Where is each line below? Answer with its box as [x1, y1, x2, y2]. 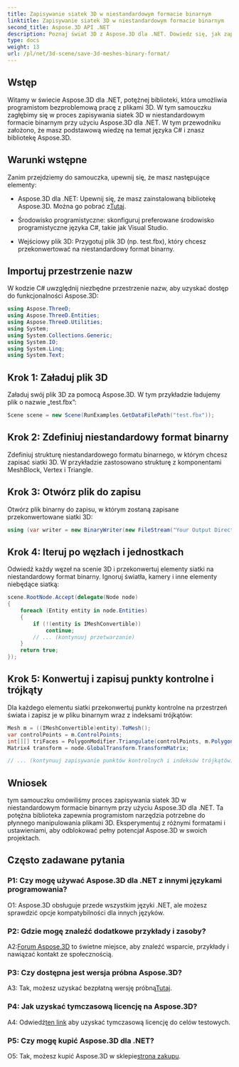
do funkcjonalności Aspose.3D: [7, 291, 99, 300]
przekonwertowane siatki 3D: [7, 512, 93, 521]
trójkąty [7, 685, 43, 697]
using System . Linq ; [7, 345, 65, 353]
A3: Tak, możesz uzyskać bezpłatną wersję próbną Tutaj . [7, 984, 172, 992]
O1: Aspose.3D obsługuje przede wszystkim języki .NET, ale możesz [7, 900, 208, 909]
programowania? [7, 885, 68, 895]
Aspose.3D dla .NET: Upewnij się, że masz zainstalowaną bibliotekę [17, 194, 216, 203]
